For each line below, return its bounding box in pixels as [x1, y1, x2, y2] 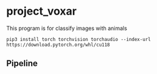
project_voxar [6, 4, 77, 18]
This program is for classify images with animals [6, 24, 128, 32]
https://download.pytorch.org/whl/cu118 [6, 42, 111, 48]
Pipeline [6, 58, 38, 68]
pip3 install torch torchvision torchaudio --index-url [6, 36, 151, 42]
